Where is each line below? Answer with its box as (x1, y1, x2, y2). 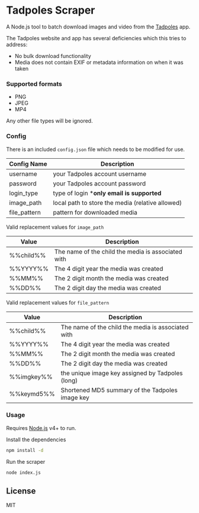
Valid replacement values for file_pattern (6, 299, 110, 306)
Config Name (9, 159, 47, 168)
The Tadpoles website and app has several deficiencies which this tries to (6, 34, 187, 41)
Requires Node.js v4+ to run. (6, 424, 76, 431)
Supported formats (6, 79, 62, 88)
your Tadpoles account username (53, 169, 147, 178)
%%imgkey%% (9, 373, 53, 381)
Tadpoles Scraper (6, 4, 95, 17)
